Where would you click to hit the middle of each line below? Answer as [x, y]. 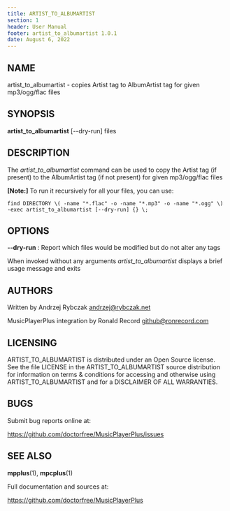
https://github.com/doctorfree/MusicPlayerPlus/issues [86, 434]
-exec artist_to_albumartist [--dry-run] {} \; [78, 209]
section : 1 [23, 20]
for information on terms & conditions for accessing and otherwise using [112, 375]
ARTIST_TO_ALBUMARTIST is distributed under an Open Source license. [111, 360]
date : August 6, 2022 [39, 40]
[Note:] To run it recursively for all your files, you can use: [91, 191]
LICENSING [32, 343]
